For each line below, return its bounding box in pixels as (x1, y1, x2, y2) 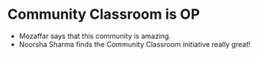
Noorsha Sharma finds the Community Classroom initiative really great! (18, 39, 251, 48)
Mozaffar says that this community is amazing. (18, 31, 172, 41)
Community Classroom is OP (7, 5, 200, 23)
